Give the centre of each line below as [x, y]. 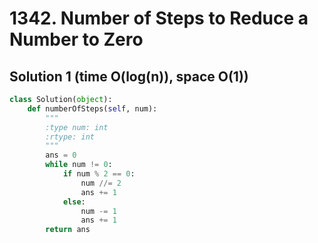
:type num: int [77, 127]
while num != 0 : [79, 165]
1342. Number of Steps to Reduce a [159, 18]
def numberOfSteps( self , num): [92, 108]
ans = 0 [61, 155]
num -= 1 [98, 211]
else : [74, 202]
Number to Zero [76, 39]
